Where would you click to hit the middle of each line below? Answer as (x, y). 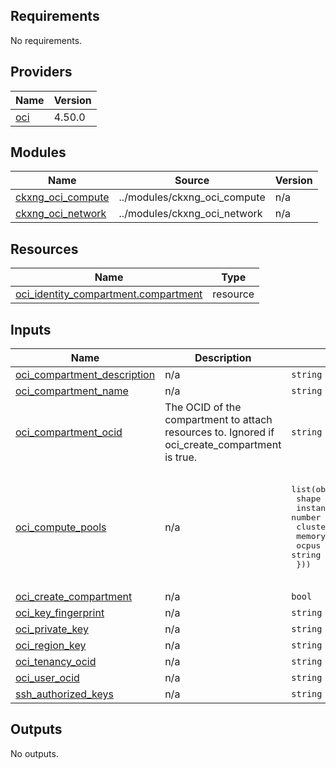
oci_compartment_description (85, 375)
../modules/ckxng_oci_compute (192, 197)
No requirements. (46, 40)
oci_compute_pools (61, 527)
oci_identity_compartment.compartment (109, 294)
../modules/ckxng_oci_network (190, 214)
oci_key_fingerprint (60, 613)
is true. (181, 457)
